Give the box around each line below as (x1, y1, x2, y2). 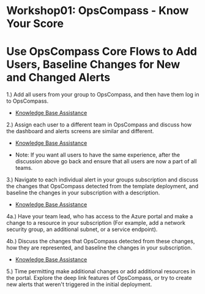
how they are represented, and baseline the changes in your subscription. (6, 244, 193, 251)
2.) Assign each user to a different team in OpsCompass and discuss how (6, 121, 192, 128)
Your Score (6, 17, 64, 31)
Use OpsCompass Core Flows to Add (6, 45, 198, 59)
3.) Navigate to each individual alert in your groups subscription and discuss (6, 176, 199, 183)
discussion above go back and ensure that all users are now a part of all (15, 158, 197, 165)
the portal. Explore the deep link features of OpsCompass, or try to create (6, 274, 192, 282)
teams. (15, 164, 33, 172)
